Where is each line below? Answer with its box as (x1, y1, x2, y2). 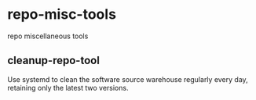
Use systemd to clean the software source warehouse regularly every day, (7, 74, 248, 84)
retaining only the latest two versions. (7, 83, 129, 92)
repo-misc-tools (7, 5, 117, 23)
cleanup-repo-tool (7, 54, 100, 67)
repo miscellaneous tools (7, 31, 89, 41)
